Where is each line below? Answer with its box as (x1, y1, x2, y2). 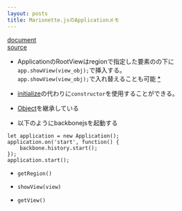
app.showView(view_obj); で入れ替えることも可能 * (17, 74, 161, 83)
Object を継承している (17, 104, 79, 112)
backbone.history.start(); (19, 145, 98, 152)
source (7, 43, 28, 51)
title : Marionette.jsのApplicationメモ (7, 17, 119, 24)
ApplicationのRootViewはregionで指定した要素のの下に (17, 57, 175, 66)
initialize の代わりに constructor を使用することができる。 (17, 89, 179, 98)
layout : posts (7, 10, 49, 17)
